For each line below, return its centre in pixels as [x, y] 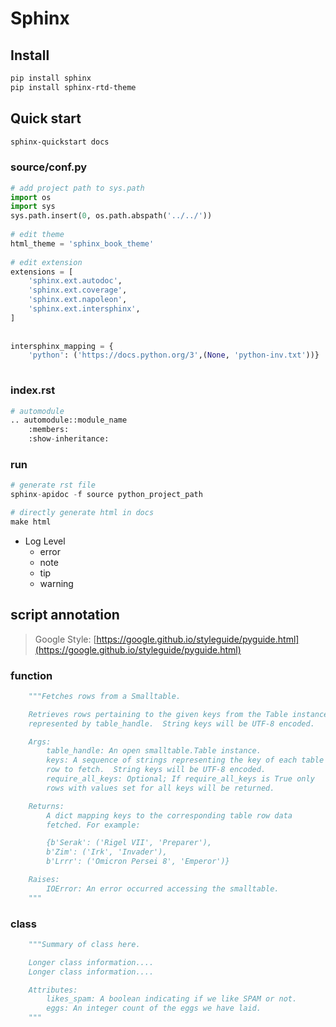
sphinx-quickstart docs [60, 142]
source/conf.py [49, 167]
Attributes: [53, 990]
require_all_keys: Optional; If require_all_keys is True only [180, 779]
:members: [49, 430]
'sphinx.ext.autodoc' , [75, 281]
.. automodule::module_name [69, 420]
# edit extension [46, 262]
